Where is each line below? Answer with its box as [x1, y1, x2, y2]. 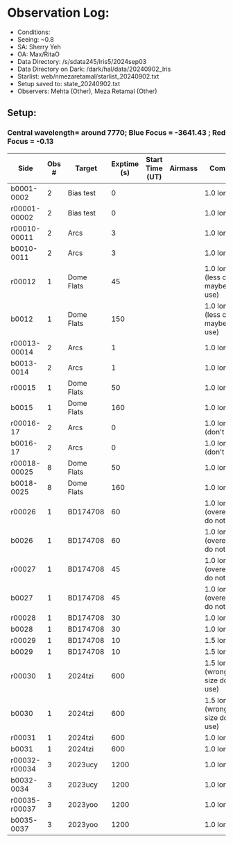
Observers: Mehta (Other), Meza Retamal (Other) [17, 87, 157, 95]
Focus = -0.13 [7, 137, 54, 147]
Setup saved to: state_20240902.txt [17, 79, 121, 88]
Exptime [110, 158, 139, 168]
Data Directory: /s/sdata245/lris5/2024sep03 [17, 57, 147, 65]
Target [75, 163, 97, 173]
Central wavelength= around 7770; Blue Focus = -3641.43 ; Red [7, 128, 226, 138]
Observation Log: [7, 5, 110, 21]
